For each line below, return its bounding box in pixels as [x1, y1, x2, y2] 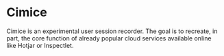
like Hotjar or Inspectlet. [6, 41, 74, 49]
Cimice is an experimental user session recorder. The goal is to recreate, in [6, 27, 218, 35]
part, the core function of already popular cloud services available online [6, 34, 212, 42]
